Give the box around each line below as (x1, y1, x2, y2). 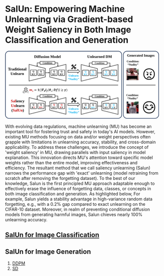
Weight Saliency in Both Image (5, 24, 132, 35)
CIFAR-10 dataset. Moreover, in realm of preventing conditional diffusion (5, 206, 150, 212)
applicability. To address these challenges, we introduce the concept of (5, 144, 149, 150)
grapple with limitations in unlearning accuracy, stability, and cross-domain (5, 139, 156, 145)
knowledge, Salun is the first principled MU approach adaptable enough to (5, 180, 155, 186)
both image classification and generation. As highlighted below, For (5, 191, 141, 197)
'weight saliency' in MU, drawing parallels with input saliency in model (5, 149, 146, 155)
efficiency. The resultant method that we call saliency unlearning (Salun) (5, 165, 150, 171)
